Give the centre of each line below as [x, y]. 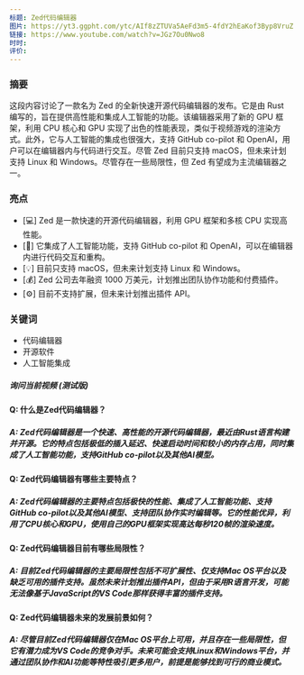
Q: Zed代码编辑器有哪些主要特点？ [74, 479]
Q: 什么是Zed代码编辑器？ [58, 409]
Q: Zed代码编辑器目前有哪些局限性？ [78, 548]
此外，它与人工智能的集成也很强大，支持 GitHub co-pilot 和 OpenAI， [153, 140]
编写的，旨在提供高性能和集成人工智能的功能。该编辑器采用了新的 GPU [141, 117]
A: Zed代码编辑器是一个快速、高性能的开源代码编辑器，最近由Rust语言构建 [149, 432]
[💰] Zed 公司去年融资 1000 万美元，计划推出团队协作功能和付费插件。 [152, 279]
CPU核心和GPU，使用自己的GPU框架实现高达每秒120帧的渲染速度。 [152, 524]
